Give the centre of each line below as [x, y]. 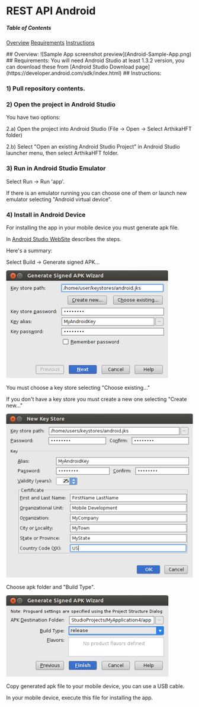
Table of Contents [29, 27]
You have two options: [33, 118]
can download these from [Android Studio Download [70, 67]
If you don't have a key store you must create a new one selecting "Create [97, 399]
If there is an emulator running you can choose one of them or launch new [97, 193]
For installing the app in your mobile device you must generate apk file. [93, 228]
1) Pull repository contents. [46, 89]
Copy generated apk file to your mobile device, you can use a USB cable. [95, 686]
